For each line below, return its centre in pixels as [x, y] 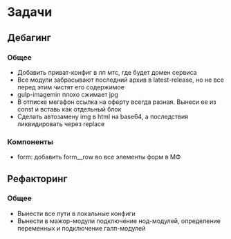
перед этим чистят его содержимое [71, 87]
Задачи [30, 12]
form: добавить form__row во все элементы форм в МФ [99, 157]
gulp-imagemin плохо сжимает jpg [68, 94]
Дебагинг [29, 38]
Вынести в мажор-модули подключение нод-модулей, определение [119, 221]
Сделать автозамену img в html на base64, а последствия [103, 116]
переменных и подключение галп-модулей [81, 228]
